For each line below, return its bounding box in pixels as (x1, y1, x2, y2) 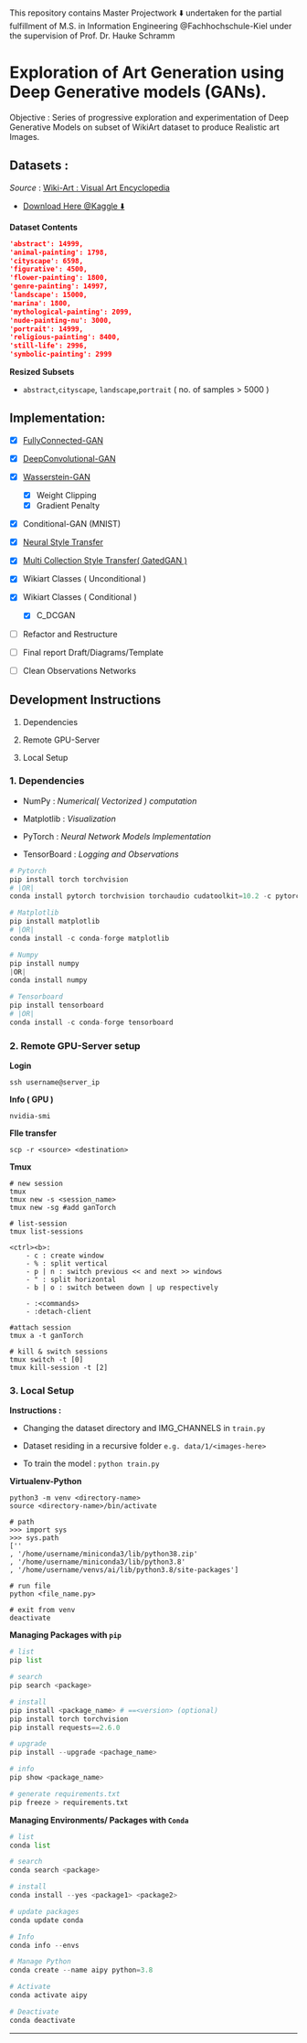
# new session (9, 1179, 64, 1189)
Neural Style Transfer (22, 537, 103, 548)
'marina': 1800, (9, 298, 71, 308)
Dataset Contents (9, 221, 78, 232)
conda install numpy (9, 976, 89, 985)
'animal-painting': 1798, (9, 248, 108, 257)
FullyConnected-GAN (22, 434, 103, 445)
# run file (9, 1581, 51, 1591)
